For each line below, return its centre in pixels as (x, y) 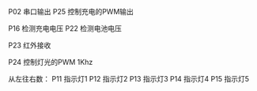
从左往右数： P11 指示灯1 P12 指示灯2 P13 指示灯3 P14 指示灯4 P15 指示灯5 (129, 79)
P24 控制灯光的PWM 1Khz (51, 62)
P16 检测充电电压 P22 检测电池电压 (65, 28)
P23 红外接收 (30, 45)
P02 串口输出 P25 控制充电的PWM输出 (71, 11)
